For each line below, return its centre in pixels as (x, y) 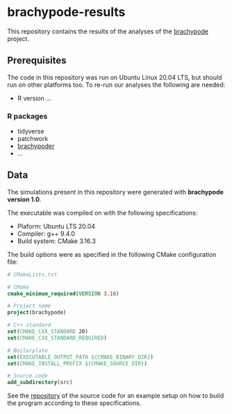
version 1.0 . (24, 199)
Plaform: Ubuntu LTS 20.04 (56, 226)
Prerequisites (37, 61)
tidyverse (31, 131)
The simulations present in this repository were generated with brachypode (116, 192)
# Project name (29, 306)
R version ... (34, 98)
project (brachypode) (37, 313)
